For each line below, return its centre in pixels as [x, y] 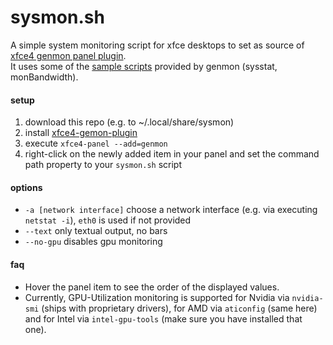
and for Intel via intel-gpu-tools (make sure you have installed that [163, 318]
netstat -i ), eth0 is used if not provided [108, 220]
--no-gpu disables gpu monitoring [93, 242]
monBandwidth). [44, 77]
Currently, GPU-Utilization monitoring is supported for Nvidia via [157, 297]
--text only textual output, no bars [96, 231]
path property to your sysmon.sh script [103, 165]
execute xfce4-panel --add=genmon [96, 143]
